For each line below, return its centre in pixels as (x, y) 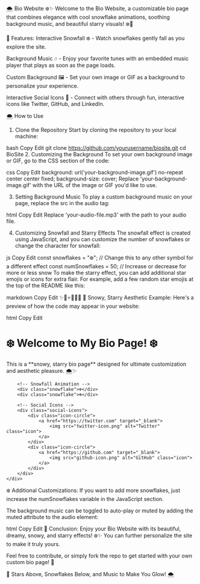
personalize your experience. (42, 86)
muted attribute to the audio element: (52, 517)
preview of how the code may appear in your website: (73, 306)
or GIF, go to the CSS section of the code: (58, 161)
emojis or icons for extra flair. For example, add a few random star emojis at (100, 279)
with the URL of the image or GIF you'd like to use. (95, 185)
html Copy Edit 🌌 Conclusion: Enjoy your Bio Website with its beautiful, (94, 529)
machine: (27, 136)
